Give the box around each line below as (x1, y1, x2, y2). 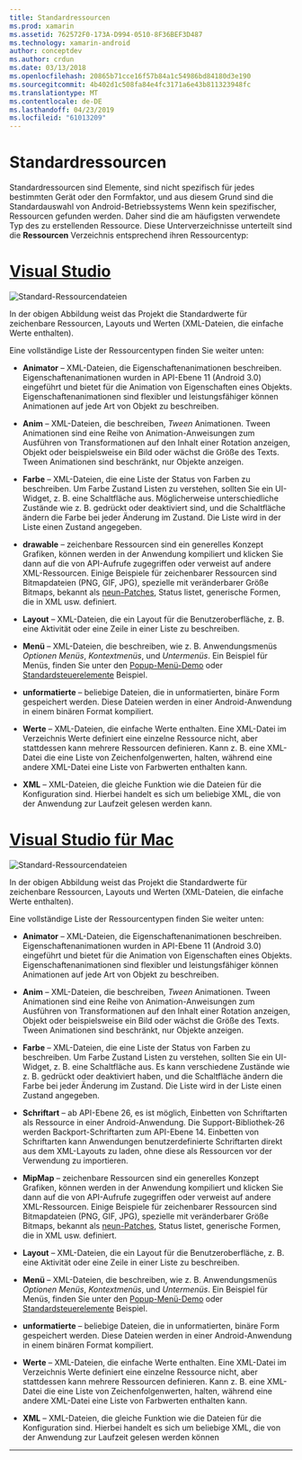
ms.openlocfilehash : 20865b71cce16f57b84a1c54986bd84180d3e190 (9, 72, 252, 81)
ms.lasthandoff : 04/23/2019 (9, 105, 115, 114)
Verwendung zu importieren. (22, 1155, 129, 1166)
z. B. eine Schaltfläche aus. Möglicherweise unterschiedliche (53, 493, 279, 504)
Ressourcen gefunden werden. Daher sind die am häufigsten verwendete (9, 210, 280, 221)
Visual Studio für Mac (9, 829, 174, 850)
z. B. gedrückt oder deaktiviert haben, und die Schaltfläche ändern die (22, 1070, 283, 1081)
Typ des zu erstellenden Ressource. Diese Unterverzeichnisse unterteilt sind (9, 220, 292, 231)
